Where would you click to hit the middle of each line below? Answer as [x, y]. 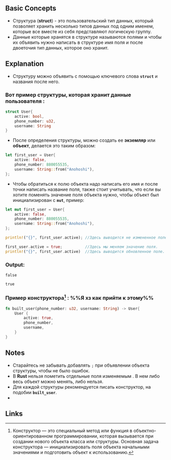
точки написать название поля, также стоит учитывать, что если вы [87, 189]
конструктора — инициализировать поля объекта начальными [81, 447]
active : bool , [29, 116]
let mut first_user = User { [35, 209]
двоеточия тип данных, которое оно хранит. [61, 47]
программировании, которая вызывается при [104, 436]
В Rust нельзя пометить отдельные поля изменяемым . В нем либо [86, 376]
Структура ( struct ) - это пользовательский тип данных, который [83, 20]
